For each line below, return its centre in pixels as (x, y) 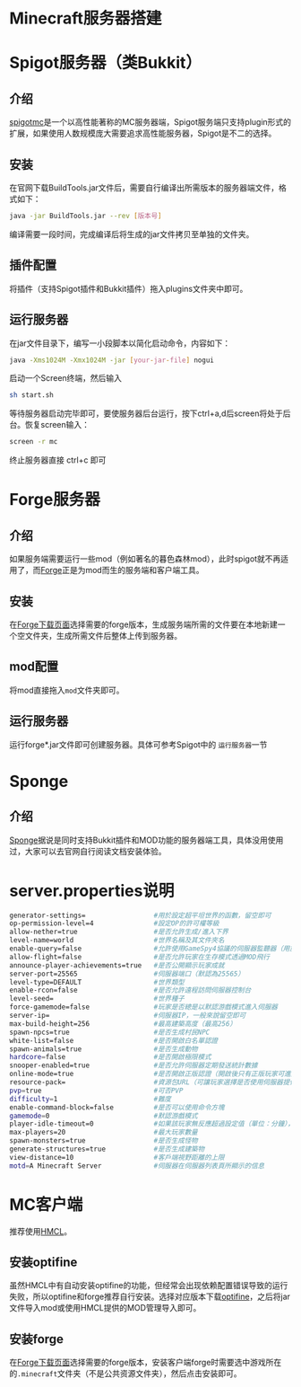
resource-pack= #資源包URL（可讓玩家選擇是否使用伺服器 (146, 1082)
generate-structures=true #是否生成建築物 (107, 1149)
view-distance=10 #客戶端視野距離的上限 (117, 1157)
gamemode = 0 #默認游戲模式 (104, 1116)
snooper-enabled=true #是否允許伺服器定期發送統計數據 (133, 1065)
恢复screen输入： (57, 425)
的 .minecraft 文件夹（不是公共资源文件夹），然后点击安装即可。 (125, 1374)
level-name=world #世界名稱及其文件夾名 (117, 941)
